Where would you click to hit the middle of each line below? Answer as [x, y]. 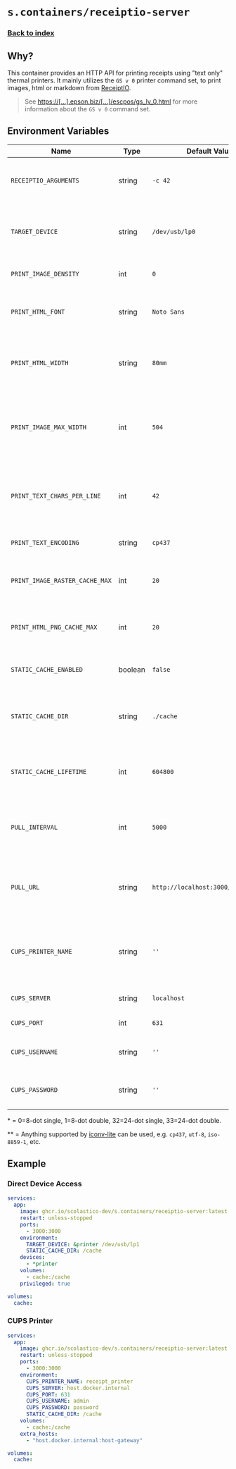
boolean [132, 670]
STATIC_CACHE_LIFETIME [48, 772]
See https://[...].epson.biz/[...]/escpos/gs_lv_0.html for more [111, 102]
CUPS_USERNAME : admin [58, 1401]
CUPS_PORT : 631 [48, 1394]
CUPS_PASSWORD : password [62, 1408]
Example [27, 1164]
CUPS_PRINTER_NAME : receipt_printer [79, 1381]
